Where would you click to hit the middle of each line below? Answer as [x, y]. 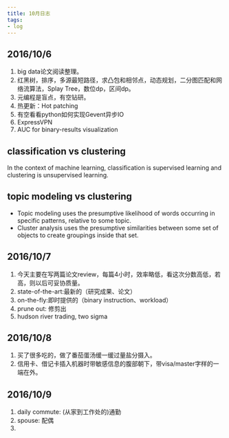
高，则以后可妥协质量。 [50, 283]
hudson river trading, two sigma [62, 316]
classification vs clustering [66, 151]
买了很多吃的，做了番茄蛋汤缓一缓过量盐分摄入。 [86, 355]
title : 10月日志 [29, 13]
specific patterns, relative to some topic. [74, 220]
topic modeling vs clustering [69, 197]
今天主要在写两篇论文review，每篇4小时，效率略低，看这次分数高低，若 [119, 274]
